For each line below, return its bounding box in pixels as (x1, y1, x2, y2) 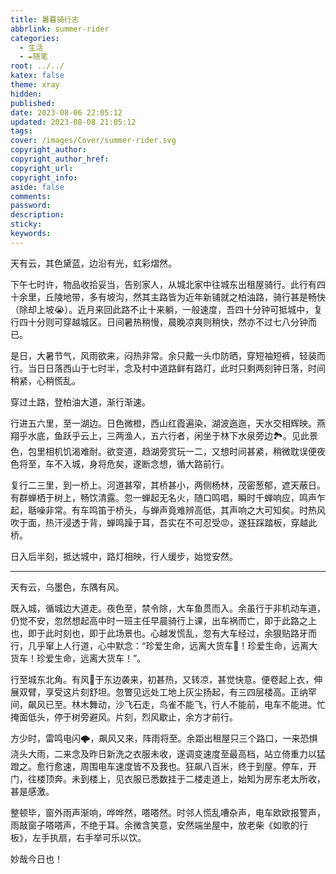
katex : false (10, 71, 65, 81)
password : (10, 201, 52, 211)
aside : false (10, 182, 65, 192)
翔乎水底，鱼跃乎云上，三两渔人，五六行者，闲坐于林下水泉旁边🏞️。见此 (10, 429, 310, 441)
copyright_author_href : (10, 154, 110, 164)
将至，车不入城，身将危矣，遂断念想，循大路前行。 (18, 457, 230, 470)
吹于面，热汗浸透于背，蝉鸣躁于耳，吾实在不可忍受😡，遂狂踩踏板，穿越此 (10, 516, 318, 528)
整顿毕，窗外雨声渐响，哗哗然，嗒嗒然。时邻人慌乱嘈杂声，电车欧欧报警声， (10, 806, 326, 818)
